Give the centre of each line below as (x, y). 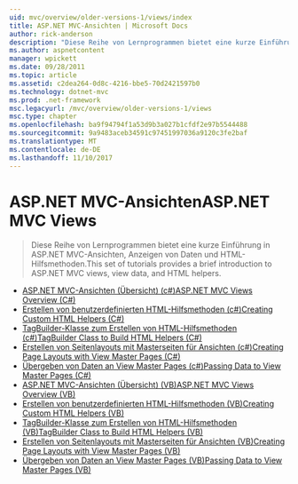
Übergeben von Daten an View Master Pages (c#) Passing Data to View (151, 366)
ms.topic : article (43, 75)
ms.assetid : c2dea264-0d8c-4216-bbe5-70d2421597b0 (105, 83)
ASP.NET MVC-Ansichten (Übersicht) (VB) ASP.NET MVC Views (138, 385)
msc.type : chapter (43, 116)
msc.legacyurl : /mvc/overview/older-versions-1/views (111, 108)
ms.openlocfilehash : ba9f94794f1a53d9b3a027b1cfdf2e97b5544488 (129, 125)
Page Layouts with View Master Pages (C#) (101, 357)
